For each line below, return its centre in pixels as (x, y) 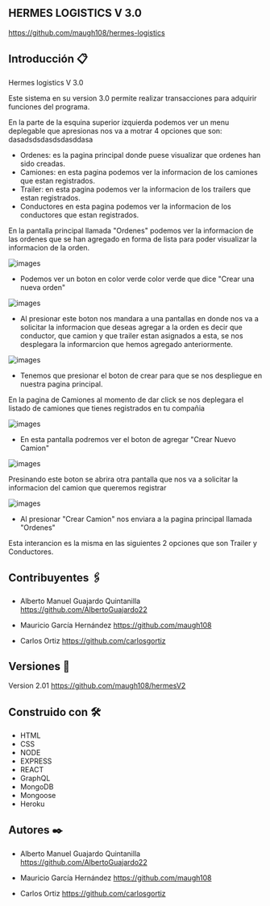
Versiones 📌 (39, 666)
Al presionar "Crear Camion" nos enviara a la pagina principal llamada (136, 519)
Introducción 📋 (48, 59)
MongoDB (37, 787)
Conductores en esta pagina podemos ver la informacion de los (126, 206)
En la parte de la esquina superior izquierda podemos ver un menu (119, 122)
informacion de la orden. (49, 247)
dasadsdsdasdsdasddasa (51, 139)
